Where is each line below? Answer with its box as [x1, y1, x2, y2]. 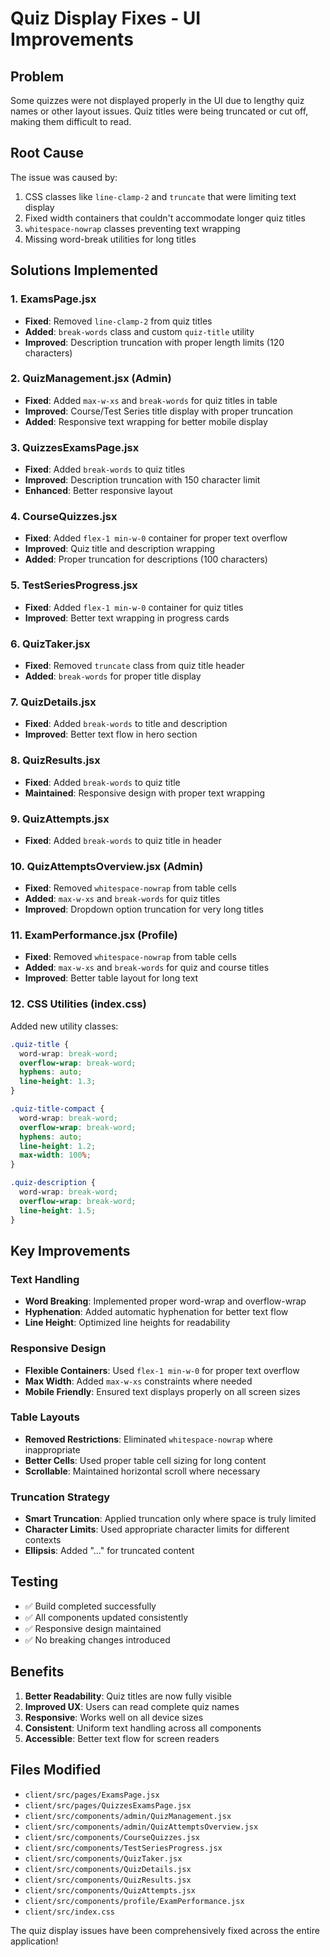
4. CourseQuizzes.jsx [10, 510, 118, 524]
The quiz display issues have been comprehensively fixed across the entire [10, 1924, 320, 1936]
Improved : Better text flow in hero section [24, 728, 198, 741]
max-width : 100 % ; [19, 1150, 92, 1161]
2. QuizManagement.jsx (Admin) [10, 372, 172, 386]
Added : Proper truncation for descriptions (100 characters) [24, 553, 268, 566]
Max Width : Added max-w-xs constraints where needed [24, 1375, 253, 1387]
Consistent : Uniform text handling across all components [24, 1722, 262, 1734]
